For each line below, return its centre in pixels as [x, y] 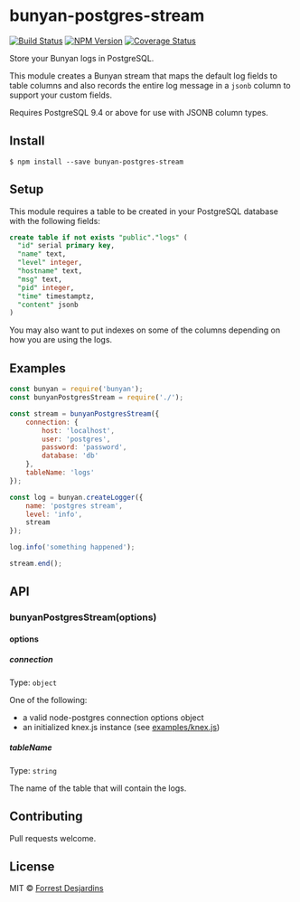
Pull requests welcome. [53, 838]
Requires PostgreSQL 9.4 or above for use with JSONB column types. [139, 112]
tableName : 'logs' [60, 473]
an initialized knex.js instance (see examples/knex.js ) [121, 727]
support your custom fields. [61, 95]
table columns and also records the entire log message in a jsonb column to [150, 85]
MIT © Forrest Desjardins [56, 888]
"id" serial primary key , [66, 246]
